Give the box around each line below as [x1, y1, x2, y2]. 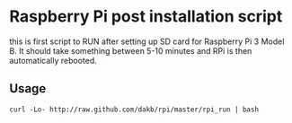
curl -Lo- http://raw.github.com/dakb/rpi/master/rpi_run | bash [9, 105, 259, 114]
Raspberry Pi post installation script [9, 6, 283, 27]
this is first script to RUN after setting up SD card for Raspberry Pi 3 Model [9, 36, 285, 47]
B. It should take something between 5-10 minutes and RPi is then [9, 45, 252, 56]
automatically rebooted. [9, 55, 97, 66]
